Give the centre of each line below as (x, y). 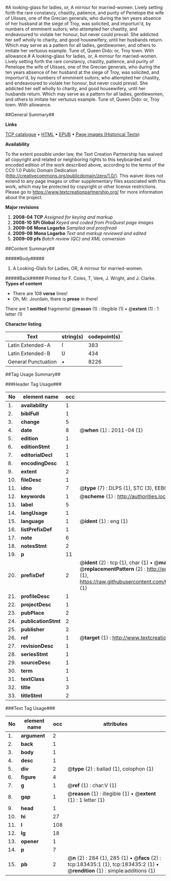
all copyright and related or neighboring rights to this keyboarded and (78, 159)
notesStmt (34, 546)
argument (33, 736)
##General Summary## (30, 115)
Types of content (24, 284)
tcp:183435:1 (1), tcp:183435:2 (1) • (113, 864)
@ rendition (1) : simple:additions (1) (112, 871)
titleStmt (32, 696)
